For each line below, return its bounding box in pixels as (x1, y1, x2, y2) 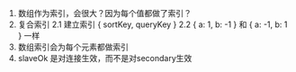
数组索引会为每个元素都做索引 (17, 41, 129, 52)
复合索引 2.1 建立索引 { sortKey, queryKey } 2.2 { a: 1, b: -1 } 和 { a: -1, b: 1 (17, 19, 288, 30)
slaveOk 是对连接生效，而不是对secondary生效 (17, 53, 193, 63)
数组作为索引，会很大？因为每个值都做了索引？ (17, 8, 192, 18)
